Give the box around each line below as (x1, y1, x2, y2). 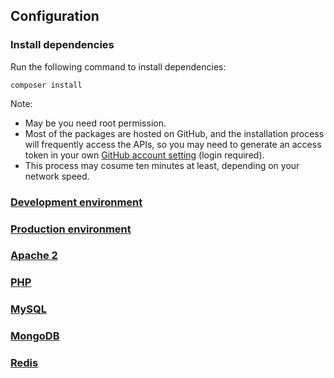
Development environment (10, 195, 143, 209)
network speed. (24, 170, 90, 182)
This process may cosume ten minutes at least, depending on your (24, 159, 300, 171)
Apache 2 (10, 249, 58, 263)
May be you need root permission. (24, 117, 167, 129)
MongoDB (10, 329, 60, 343)
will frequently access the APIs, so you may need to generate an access (24, 138, 322, 150)
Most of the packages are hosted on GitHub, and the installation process (24, 127, 325, 139)
